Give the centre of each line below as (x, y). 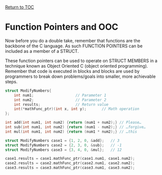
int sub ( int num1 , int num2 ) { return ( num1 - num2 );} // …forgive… (76, 127)
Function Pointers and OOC (62, 27)
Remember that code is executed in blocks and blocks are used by (72, 71)
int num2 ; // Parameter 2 (60, 100)
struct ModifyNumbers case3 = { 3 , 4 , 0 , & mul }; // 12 (63, 150)
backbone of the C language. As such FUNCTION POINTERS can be (74, 46)
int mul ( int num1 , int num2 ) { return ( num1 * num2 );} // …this (71, 132)
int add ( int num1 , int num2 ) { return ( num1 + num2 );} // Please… (73, 123)
